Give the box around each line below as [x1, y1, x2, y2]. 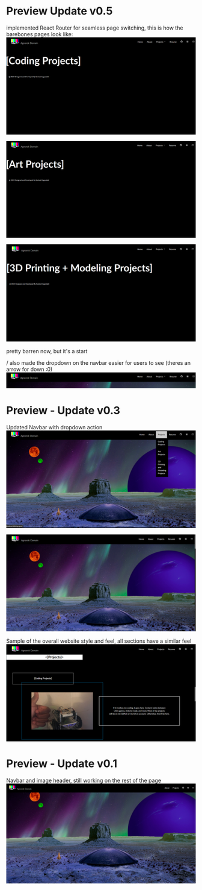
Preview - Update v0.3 [6, 404, 120, 417]
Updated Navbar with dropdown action [6, 423, 103, 431]
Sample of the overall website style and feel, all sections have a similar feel [6, 637, 192, 645]
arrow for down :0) [6, 366, 53, 373]
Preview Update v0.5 [6, 4, 113, 18]
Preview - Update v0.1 [6, 757, 117, 771]
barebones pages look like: [6, 30, 73, 37]
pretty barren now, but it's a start [6, 348, 88, 355]
